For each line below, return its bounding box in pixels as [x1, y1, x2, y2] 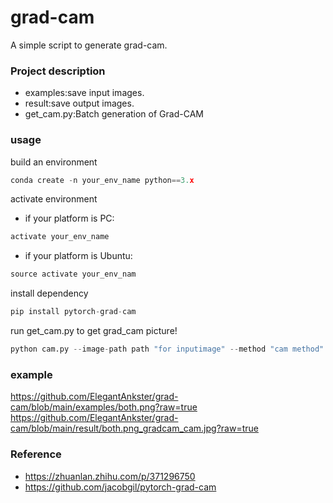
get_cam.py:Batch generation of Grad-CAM [24, 108, 204, 120]
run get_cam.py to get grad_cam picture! [10, 325, 178, 337]
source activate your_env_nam [10, 269, 137, 280]
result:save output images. [24, 97, 135, 110]
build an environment [10, 156, 98, 168]
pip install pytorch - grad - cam [10, 307, 137, 317]
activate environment [10, 193, 98, 205]
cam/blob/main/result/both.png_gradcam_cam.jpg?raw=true [10, 422, 259, 435]
